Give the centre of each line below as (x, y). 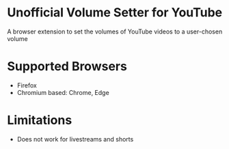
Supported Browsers (67, 67)
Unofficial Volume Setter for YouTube (115, 13)
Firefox (27, 85)
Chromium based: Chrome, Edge (63, 92)
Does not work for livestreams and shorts (75, 139)
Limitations (40, 120)
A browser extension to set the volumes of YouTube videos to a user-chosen (115, 31)
